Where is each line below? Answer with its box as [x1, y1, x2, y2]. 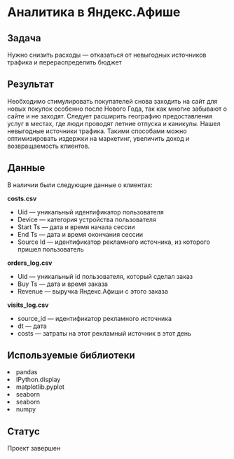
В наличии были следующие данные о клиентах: [7, 180, 153, 189]
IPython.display [16, 376, 61, 384]
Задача [7, 32, 41, 44]
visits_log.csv [7, 301, 49, 309]
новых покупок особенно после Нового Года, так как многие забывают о [7, 104, 228, 113]
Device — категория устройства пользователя [17, 215, 156, 224]
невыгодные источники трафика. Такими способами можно [7, 127, 187, 135]
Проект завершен [7, 444, 61, 453]
